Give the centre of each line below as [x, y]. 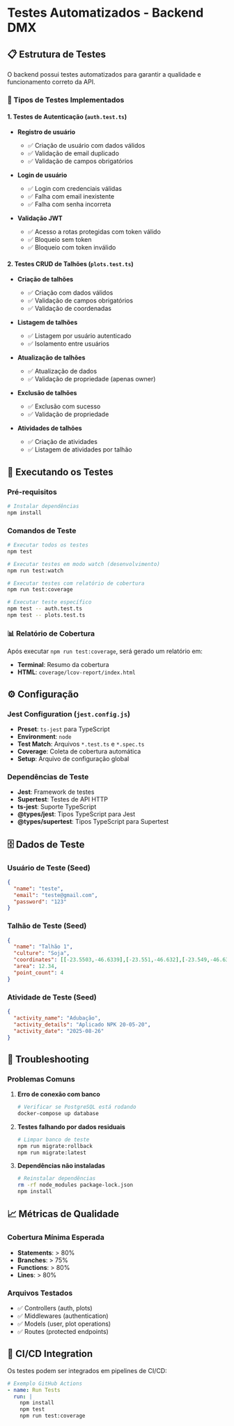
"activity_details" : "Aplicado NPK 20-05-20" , [82, 1025]
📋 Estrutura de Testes [57, 54]
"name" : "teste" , [39, 889]
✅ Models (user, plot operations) [64, 1324]
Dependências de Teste [48, 776]
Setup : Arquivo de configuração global [73, 758]
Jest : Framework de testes [56, 792]
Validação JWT [40, 218]
